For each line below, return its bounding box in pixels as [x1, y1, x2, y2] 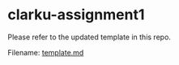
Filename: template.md [7, 47, 84, 57]
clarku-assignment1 [7, 6, 145, 24]
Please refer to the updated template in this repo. [7, 32, 172, 42]
